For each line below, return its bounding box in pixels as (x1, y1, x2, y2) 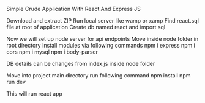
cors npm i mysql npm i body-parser (6, 48, 98, 55)
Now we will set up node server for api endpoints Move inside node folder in (6, 35, 199, 42)
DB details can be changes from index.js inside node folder (6, 60, 155, 67)
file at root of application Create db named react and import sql (6, 24, 166, 30)
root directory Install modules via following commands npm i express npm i (6, 42, 196, 49)
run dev (6, 79, 26, 85)
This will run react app (6, 90, 63, 97)
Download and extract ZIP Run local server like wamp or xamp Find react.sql (6, 17, 199, 24)
